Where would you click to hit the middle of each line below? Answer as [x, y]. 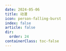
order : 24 [19, 37]
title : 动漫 [16, 14]
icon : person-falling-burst [33, 18]
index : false [18, 23]
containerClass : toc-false [32, 41]
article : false [20, 28]
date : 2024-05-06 [22, 9]
